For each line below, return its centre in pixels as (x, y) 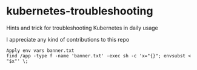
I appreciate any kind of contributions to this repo (68, 39)
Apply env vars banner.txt (40, 50)
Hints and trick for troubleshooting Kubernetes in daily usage (82, 28)
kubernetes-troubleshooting (80, 11)
